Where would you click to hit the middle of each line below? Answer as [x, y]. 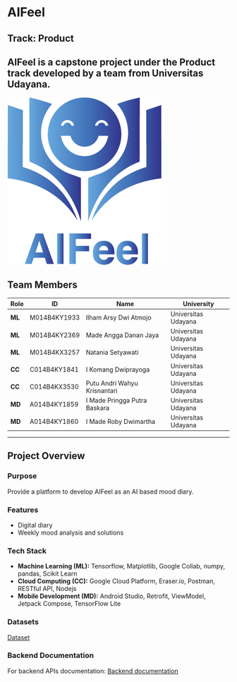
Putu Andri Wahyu [112, 383]
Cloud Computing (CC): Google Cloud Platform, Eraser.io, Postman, [116, 581]
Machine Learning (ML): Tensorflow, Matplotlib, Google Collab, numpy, [121, 566]
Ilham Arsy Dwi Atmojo [119, 317]
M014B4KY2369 [55, 335]
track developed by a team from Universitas [105, 73]
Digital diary [35, 525]
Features [23, 510]
